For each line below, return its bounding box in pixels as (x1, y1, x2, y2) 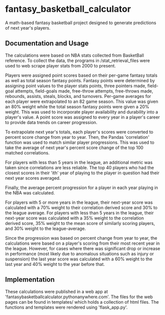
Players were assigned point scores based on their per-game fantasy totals (5, 72, 158, 78)
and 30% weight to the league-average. (5, 225, 86, 231)
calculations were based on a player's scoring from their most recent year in (5, 240, 160, 246)
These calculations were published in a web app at (5, 288, 108, 294)
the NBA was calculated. (5, 189, 55, 195)
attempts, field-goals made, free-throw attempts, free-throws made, (15, 88, 154, 94)
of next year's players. (5, 25, 51, 31)
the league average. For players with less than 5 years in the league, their (5, 210, 154, 216)
